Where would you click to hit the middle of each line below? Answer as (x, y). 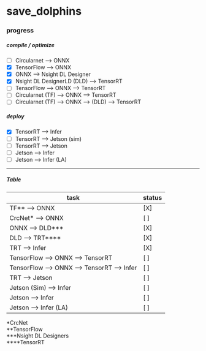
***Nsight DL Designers (38, 336)
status (153, 197)
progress (20, 31)
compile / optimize (31, 45)
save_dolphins (44, 11)
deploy (15, 116)
